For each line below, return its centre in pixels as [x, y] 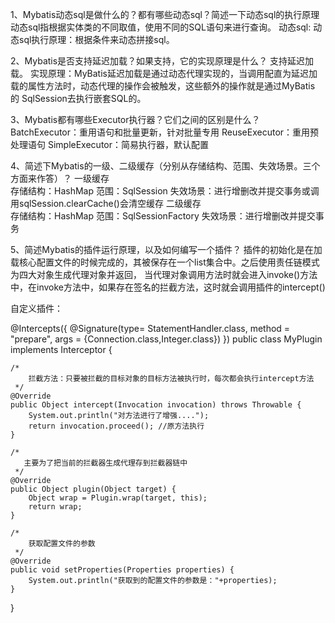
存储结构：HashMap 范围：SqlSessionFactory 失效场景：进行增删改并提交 [163, 216]
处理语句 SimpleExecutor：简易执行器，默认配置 [109, 144]
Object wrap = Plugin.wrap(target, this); [118, 498]
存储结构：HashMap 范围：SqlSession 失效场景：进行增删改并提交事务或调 [165, 191]
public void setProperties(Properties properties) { [122, 570]
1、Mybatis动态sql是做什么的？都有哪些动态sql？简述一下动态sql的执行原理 [165, 14]
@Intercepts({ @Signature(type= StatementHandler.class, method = [150, 328]
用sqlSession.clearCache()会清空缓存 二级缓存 [106, 203]
